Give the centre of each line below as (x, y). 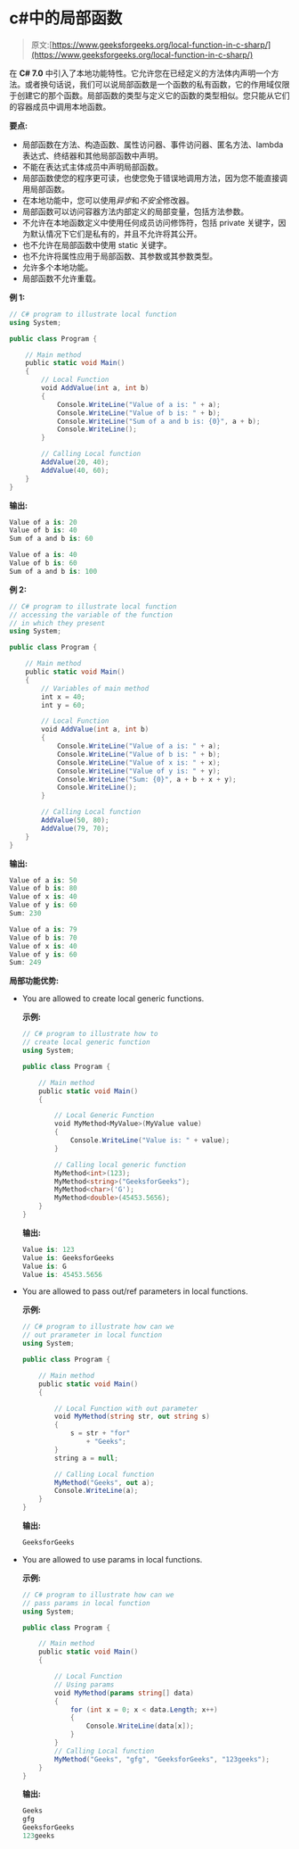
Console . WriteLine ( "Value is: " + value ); (150, 1140)
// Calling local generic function (121, 1165)
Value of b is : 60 (43, 563)
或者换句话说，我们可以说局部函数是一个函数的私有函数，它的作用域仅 (153, 84)
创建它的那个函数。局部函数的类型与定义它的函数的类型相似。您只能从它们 (153, 95)
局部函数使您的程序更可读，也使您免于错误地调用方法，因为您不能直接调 (154, 178)
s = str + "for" (100, 1433)
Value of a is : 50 (43, 880)
